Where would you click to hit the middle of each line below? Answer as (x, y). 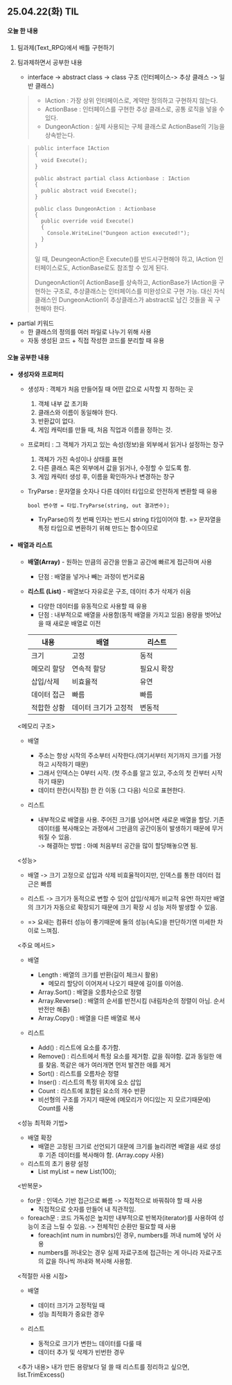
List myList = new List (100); (77, 1171)
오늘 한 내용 (23, 31)
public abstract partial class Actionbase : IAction (112, 178)
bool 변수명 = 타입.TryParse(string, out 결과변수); (99, 505)
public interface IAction (72, 148)
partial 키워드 (35, 323)
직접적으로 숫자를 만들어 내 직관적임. (87, 1209)
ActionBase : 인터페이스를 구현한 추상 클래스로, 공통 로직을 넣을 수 (135, 109)
